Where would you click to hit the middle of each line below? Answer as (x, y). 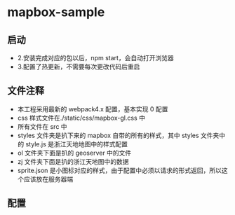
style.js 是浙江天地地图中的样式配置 (77, 144)
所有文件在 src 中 (42, 126)
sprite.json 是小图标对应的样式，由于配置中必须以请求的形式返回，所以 (120, 170)
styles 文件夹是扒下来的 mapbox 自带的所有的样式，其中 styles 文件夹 (118, 135)
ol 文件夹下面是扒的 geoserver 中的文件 (74, 153)
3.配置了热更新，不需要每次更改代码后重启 (79, 67)
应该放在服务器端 (48, 179)
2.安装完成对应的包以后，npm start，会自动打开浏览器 (95, 58)
